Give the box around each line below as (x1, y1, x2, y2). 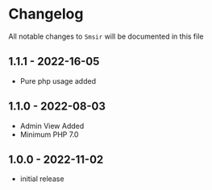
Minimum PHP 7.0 (19, 130, 79, 139)
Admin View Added (19, 121, 85, 130)
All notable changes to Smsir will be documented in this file (8, 31, 204, 41)
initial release (19, 174, 64, 184)
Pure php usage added (19, 76, 97, 85)
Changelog (8, 5, 84, 23)
